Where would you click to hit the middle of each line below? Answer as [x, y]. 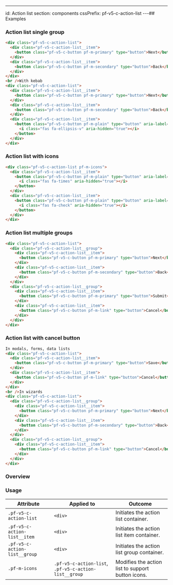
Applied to [82, 504]
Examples [16, 19]
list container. [132, 519]
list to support [132, 568]
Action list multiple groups [39, 233]
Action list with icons [32, 156]
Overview [18, 476]
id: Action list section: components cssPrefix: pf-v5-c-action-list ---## [80, 13]
